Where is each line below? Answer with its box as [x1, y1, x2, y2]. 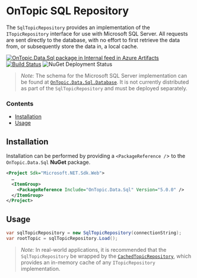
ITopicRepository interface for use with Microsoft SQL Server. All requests [6, 30, 188, 37]
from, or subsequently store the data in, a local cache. [6, 43, 138, 50]
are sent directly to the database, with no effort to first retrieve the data [6, 36, 180, 43]
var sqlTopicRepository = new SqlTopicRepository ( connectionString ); [6, 230, 182, 236]
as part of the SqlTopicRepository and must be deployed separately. [20, 84, 188, 91]
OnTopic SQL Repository [6, 4, 129, 18]
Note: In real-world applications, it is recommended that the [20, 246, 167, 253]
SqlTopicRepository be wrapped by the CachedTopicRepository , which [20, 252, 192, 260]
